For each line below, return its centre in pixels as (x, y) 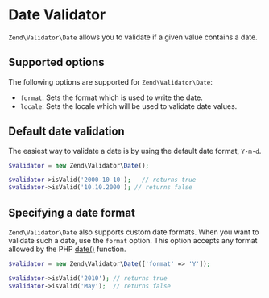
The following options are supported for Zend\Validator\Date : (111, 81)
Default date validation (66, 132)
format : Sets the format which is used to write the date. (111, 97)
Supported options (56, 62)
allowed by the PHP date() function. (67, 249)
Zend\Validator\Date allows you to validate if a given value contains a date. (133, 37)
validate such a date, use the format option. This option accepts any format (133, 240)
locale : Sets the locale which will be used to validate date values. (128, 106)
